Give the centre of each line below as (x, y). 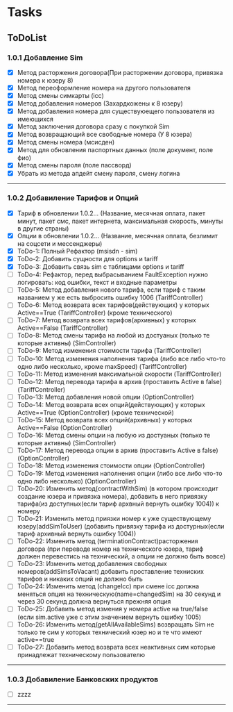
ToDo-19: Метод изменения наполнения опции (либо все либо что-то (120, 474)
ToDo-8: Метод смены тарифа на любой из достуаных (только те (113, 336)
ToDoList (27, 38)
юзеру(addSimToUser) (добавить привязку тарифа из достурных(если (121, 527)
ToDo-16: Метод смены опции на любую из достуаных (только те (114, 435)
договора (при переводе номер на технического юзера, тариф (110, 549)
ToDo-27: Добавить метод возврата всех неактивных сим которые (116, 647)
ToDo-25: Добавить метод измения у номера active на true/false (113, 609)
